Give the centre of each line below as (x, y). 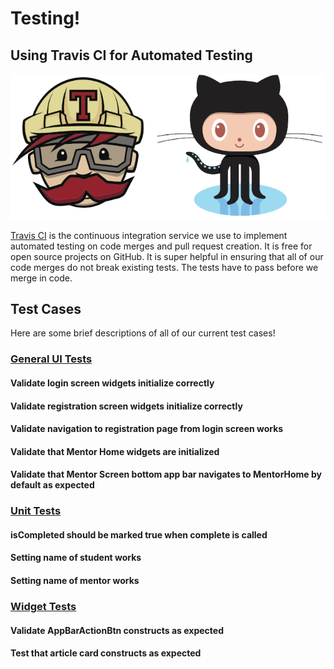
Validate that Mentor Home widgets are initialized (115, 451)
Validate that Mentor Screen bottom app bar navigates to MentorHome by (166, 474)
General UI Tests (51, 359)
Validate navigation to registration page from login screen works (147, 429)
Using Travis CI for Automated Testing (131, 55)
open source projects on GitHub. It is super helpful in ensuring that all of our (167, 256)
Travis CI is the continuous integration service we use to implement (149, 235)
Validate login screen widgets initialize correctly (112, 383)
